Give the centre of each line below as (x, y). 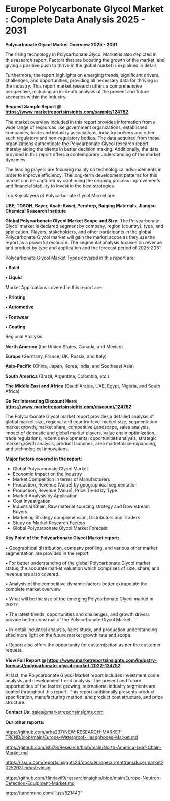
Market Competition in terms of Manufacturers (61, 479)
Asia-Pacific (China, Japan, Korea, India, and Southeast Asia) (70, 366)
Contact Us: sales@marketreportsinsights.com (55, 712)
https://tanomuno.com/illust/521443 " (44, 793)
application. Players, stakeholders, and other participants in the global (78, 232)
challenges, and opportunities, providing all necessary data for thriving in (82, 80)
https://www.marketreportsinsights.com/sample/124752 (67, 112)
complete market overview (33, 589)
